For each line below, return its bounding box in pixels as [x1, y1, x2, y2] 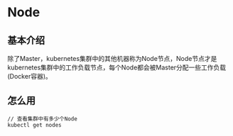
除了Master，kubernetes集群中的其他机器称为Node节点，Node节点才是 [7, 55, 217, 62]
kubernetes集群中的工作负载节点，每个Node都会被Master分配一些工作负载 [7, 63, 227, 72]
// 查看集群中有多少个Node [7, 115, 78, 123]
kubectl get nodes [7, 121, 62, 128]
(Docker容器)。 [7, 72, 52, 80]
